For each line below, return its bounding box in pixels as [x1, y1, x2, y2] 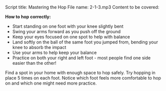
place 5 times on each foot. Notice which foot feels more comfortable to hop [5, 75, 161, 81]
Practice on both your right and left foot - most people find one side [12, 55, 151, 61]
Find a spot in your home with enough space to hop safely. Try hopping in [5, 70, 156, 76]
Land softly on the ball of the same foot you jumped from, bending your [12, 39, 159, 45]
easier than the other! [12, 60, 56, 66]
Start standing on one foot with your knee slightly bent [12, 23, 124, 29]
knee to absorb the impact [12, 45, 66, 50]
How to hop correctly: [5, 14, 51, 19]
